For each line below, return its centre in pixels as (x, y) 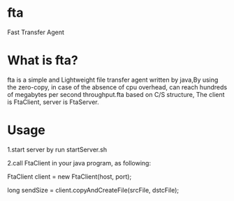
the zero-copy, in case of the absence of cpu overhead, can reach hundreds (117, 87)
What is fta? (43, 60)
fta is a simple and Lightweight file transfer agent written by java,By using (113, 80)
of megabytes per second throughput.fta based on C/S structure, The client (116, 94)
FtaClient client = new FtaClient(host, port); (70, 177)
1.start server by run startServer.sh (57, 149)
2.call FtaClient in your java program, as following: (79, 163)
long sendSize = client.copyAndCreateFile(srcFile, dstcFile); (93, 190)
